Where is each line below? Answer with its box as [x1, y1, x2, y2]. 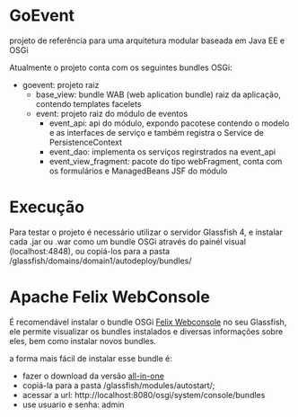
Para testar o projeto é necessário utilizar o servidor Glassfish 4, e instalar [9, 226, 283, 237]
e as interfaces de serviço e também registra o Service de [48, 127, 265, 138]
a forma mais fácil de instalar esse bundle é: [9, 352, 173, 364]
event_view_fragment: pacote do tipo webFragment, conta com [48, 155, 283, 166]
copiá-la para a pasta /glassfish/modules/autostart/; [22, 379, 215, 391]
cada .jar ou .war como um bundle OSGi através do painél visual [9, 235, 247, 247]
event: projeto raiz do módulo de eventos [35, 108, 188, 119]
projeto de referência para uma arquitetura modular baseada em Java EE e [9, 35, 285, 46]
